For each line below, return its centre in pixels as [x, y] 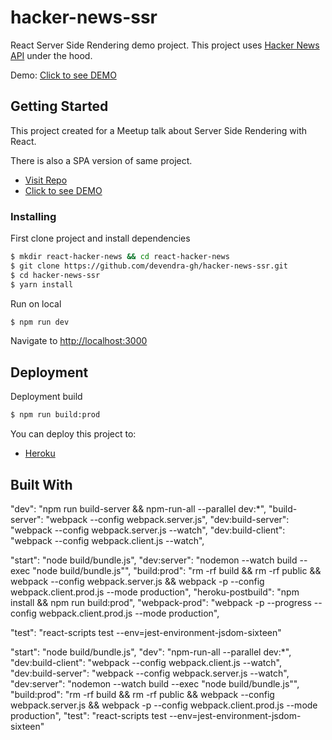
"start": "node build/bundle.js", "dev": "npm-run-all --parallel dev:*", [151, 652]
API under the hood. [51, 55]
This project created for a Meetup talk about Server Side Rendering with [158, 130]
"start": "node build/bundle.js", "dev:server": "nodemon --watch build [154, 560]
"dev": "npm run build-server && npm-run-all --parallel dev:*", [138, 508]
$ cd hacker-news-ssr [55, 275]
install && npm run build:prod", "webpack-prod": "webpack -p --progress [161, 602]
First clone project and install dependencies [100, 238]
